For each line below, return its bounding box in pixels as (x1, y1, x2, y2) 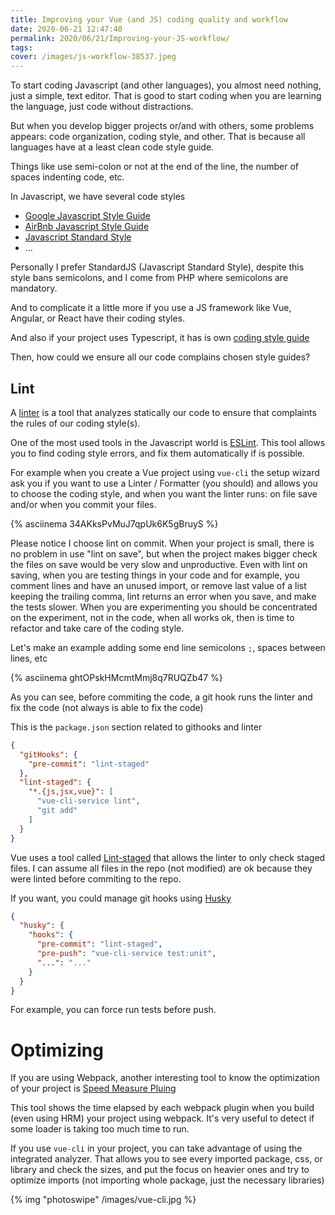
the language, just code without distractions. (10, 101, 194, 113)
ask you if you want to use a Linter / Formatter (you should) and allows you (10, 477, 318, 489)
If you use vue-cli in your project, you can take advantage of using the (10, 1142, 303, 1155)
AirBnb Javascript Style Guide (24, 221, 150, 233)
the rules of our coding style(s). (10, 417, 141, 429)
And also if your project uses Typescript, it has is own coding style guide (10, 332, 310, 344)
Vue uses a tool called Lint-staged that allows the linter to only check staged (10, 851, 326, 863)
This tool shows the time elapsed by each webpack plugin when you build (10, 1102, 315, 1114)
